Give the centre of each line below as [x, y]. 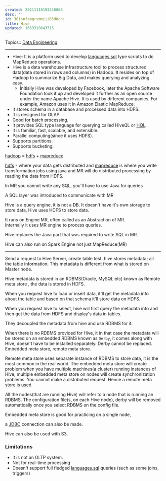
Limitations [19, 447]
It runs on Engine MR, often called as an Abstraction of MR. [65, 220]
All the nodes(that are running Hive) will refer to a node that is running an [79, 395]
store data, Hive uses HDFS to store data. [47, 210]
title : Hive [17, 24]
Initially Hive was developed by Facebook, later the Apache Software [89, 88]
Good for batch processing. [40, 120]
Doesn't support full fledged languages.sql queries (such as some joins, [85, 468]
